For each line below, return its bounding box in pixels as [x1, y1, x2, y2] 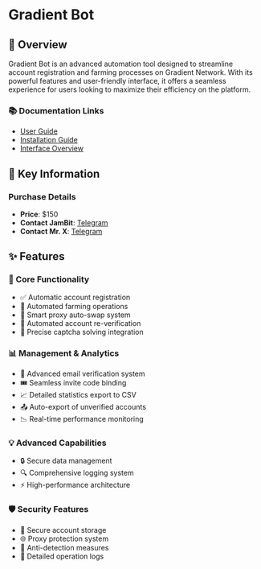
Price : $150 [19, 209, 59, 219]
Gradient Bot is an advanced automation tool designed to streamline [8, 59, 234, 68]
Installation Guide [19, 135, 78, 145]
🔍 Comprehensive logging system [19, 468, 134, 478]
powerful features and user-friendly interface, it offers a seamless [8, 76, 226, 85]
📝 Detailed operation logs [19, 551, 104, 561]
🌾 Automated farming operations [19, 301, 128, 311]
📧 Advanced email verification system [19, 369, 146, 378]
